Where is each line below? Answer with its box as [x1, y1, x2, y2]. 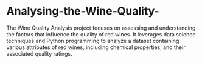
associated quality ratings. [6, 50, 72, 57]
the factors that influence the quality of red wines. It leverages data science [6, 30, 196, 38]
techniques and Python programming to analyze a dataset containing [6, 37, 179, 44]
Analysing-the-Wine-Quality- [6, 4, 159, 18]
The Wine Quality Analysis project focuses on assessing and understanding [6, 24, 196, 31]
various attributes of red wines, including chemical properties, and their [6, 44, 186, 51]
